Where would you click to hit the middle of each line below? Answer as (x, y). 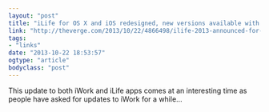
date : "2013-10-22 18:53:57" (57, 53)
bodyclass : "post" (39, 68)
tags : (17, 38)
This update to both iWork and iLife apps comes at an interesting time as (128, 90)
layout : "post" (34, 16)
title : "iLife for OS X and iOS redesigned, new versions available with (134, 23)
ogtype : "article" (39, 61)
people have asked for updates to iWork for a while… (95, 99)
